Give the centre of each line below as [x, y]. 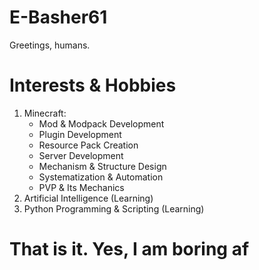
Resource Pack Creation [88, 145]
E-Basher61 [58, 17]
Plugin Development [80, 134]
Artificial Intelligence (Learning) [88, 198]
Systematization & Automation [101, 177]
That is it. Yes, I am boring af [129, 249]
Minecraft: [45, 113]
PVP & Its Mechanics [81, 187]
